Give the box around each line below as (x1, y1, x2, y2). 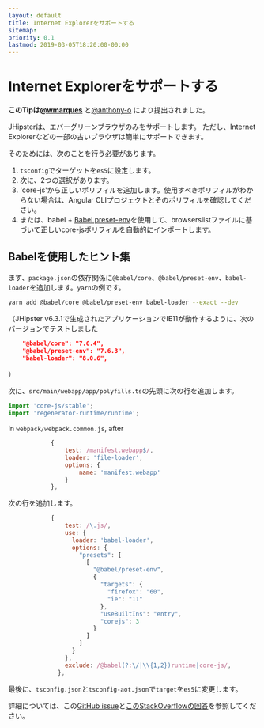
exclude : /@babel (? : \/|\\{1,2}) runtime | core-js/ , (64, 662, 232, 669)
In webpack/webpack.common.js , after (8, 424, 124, 434)
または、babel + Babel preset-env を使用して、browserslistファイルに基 (19, 215, 253, 225)
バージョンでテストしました (8, 324, 99, 333)
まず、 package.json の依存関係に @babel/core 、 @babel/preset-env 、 (8, 272, 226, 282)
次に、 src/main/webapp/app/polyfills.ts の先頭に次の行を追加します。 (8, 386, 239, 396)
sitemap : (8, 26, 37, 34)
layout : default (8, 11, 62, 20)
